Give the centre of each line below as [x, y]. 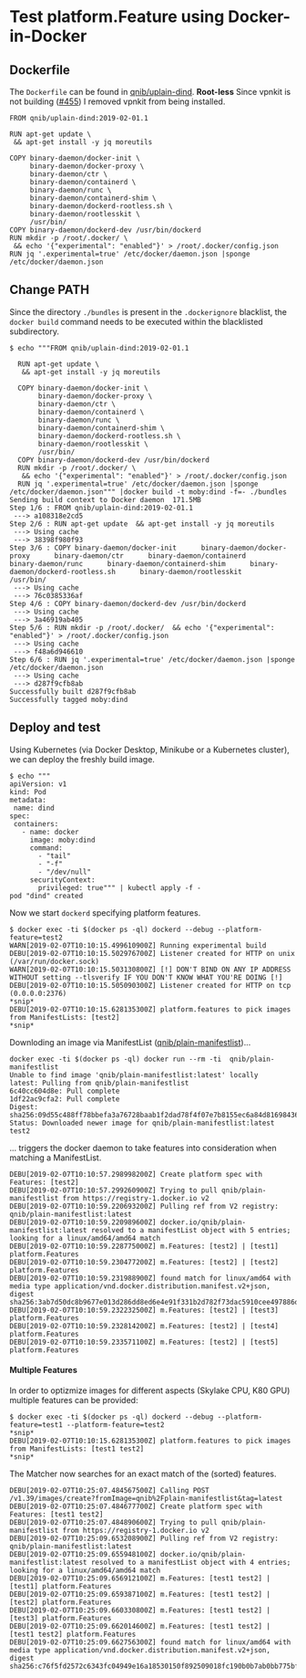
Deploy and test [55, 728]
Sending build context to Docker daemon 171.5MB [106, 499]
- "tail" [54, 855]
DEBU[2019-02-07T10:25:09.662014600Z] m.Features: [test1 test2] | [140, 1626]
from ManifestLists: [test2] [65, 1017]
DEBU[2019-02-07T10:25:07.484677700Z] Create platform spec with [136, 1506]
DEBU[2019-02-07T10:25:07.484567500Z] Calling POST [109, 1490]
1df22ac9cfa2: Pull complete [65, 1099]
